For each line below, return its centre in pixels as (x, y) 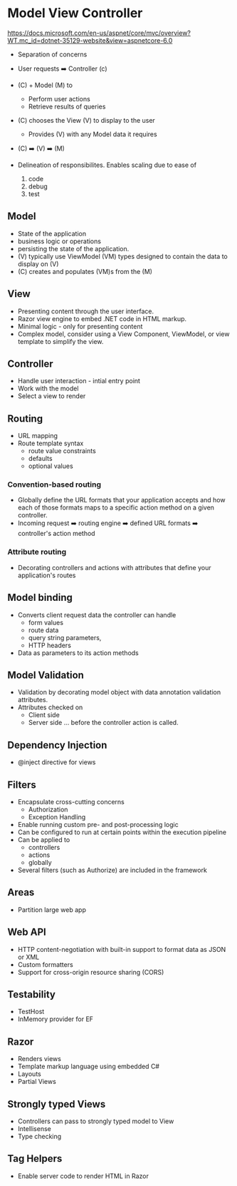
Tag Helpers (35, 1159)
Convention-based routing (54, 485)
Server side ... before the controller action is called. (104, 723)
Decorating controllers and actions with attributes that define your (114, 567)
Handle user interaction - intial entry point (79, 381)
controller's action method (56, 534)
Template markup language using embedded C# (89, 1066)
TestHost (31, 1012)
